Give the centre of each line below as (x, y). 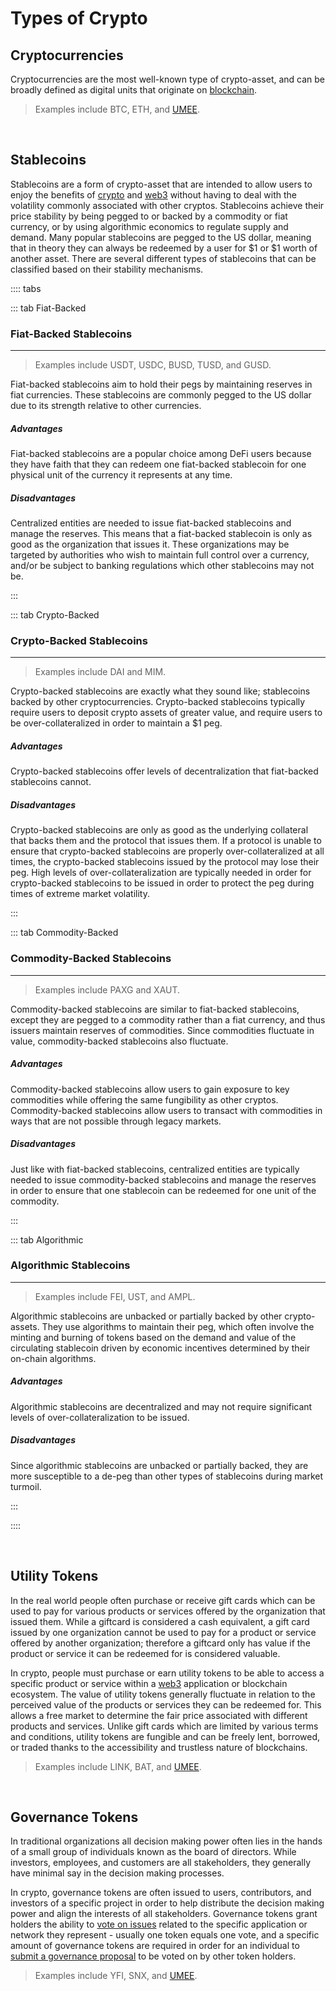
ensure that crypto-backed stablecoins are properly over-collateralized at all (167, 851)
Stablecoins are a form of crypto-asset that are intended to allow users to (161, 184)
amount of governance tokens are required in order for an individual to (155, 1946)
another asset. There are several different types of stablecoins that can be (163, 258)
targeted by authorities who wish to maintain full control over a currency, (160, 555)
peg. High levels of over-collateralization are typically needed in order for (161, 873)
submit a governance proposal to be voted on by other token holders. (153, 1956)
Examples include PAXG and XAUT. (107, 989)
